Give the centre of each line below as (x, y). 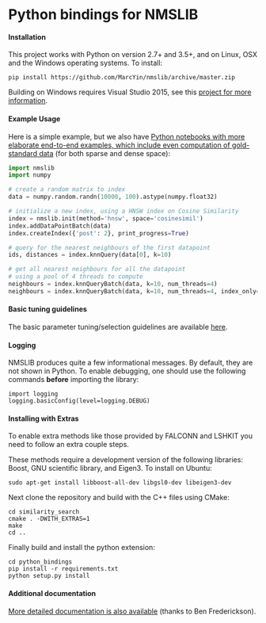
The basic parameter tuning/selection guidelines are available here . (118, 327)
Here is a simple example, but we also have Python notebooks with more (127, 136)
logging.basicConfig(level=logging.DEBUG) (79, 401)
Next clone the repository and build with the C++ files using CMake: (119, 498)
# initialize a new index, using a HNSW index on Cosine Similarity (123, 212)
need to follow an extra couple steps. (68, 445)
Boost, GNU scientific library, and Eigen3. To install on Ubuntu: (110, 468)
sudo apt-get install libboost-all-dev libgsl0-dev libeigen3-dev (120, 483)
